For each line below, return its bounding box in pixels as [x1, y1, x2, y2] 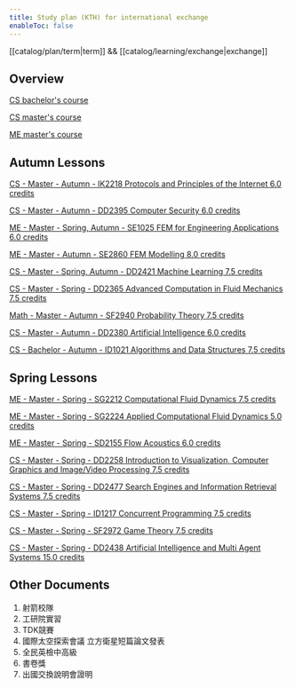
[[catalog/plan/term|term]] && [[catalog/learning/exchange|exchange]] [9, 45, 268, 56]
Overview [9, 71, 65, 86]
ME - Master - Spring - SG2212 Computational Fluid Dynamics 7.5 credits [9, 393, 276, 404]
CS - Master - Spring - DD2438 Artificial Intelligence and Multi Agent [9, 542, 261, 553]
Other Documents [9, 578, 110, 593]
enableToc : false [9, 21, 74, 30]
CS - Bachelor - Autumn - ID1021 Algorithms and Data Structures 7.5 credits [9, 344, 286, 355]
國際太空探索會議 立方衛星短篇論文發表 [21, 636, 165, 646]
